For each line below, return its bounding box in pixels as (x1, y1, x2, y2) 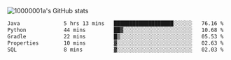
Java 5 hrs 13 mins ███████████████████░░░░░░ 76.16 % (7, 20, 224, 27)
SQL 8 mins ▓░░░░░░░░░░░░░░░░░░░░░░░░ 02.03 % (7, 46, 224, 53)
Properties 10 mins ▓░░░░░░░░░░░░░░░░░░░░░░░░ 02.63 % (7, 39, 224, 47)
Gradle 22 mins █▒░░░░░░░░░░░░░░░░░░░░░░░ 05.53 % (7, 33, 224, 40)
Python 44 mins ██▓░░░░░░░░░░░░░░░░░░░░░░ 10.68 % (7, 27, 224, 33)
